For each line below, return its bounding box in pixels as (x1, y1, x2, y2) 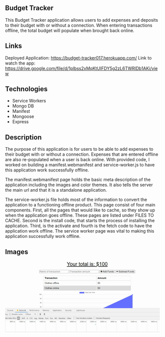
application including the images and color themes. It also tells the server (5, 182, 153, 188)
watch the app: (5, 60, 35, 66)
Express (12, 119, 29, 125)
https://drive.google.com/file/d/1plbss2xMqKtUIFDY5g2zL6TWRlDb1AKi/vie (5, 65, 158, 71)
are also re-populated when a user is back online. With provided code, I (5, 157, 150, 163)
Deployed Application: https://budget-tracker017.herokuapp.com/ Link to (5, 55, 152, 61)
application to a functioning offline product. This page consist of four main (5, 202, 156, 208)
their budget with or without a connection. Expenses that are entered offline (5, 151, 159, 157)
